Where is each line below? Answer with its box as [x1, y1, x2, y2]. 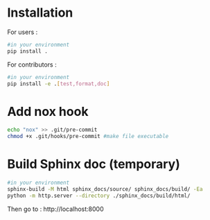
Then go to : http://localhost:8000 [7, 205, 104, 213]
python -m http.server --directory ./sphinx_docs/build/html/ [7, 192, 191, 199]
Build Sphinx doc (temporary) [7, 156, 180, 172]
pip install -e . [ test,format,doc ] [7, 80, 110, 87]
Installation [7, 5, 73, 21]
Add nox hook [7, 103, 89, 119]
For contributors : [7, 60, 57, 69]
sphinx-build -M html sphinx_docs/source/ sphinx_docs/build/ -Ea [7, 185, 203, 192]
